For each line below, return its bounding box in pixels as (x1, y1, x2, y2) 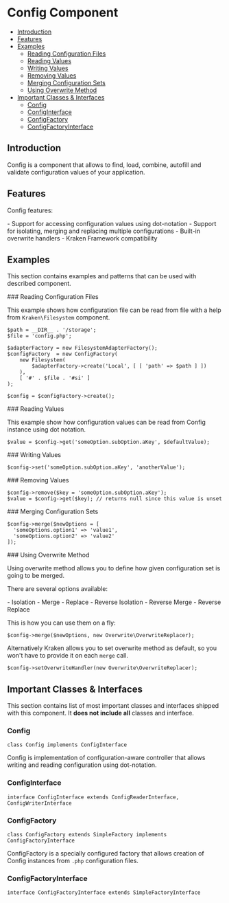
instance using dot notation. (7, 425, 86, 434)
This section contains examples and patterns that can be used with (7, 272, 197, 280)
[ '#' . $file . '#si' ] (19, 375, 91, 382)
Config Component (7, 5, 119, 21)
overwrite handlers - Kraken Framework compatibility (7, 234, 158, 242)
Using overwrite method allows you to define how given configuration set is (7, 564, 221, 572)
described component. (7, 280, 72, 288)
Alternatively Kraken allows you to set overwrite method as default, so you (7, 644, 217, 652)
